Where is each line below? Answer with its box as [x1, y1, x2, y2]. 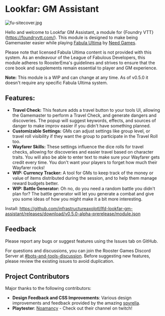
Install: [5, 205, 19, 211]
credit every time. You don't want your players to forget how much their [12, 159, 158, 165]
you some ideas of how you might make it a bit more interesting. [12, 196, 143, 202]
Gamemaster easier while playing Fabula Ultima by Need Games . [5, 39, 137, 45]
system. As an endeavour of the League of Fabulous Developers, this [5, 54, 145, 60]
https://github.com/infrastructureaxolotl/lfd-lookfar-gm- [19, 205, 133, 211]
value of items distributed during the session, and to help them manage [12, 175, 157, 181]
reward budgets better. [12, 180, 59, 186]
